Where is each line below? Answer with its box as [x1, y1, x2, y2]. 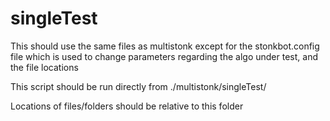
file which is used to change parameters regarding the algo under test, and [10, 50, 318, 62]
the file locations [10, 61, 79, 73]
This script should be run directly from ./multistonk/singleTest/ [10, 80, 267, 92]
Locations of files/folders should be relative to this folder [10, 100, 244, 112]
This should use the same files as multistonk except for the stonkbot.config [10, 40, 320, 52]
